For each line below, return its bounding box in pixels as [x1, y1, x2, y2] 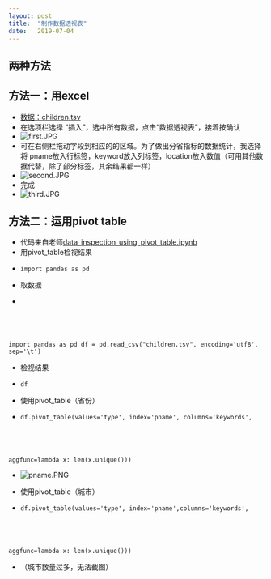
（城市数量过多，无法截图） [19, 562, 113, 572]
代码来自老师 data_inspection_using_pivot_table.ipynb [19, 237, 198, 247]
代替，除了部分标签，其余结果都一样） [27, 161, 155, 171]
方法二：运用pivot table [8, 214, 128, 228]
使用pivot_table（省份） [19, 396, 100, 406]
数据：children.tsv [19, 112, 81, 121]
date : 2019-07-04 [8, 27, 74, 35]
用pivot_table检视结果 [19, 248, 93, 258]
